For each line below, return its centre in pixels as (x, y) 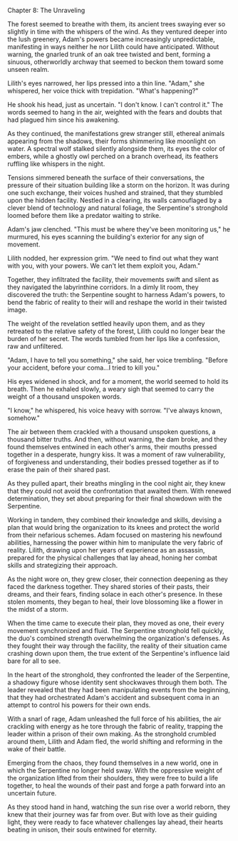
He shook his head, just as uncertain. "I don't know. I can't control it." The (115, 105)
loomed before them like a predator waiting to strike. (84, 215)
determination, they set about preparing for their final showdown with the (115, 498)
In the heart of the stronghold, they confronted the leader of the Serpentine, (119, 675)
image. (17, 310)
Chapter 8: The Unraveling (46, 10)
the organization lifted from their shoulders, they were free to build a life (113, 778)
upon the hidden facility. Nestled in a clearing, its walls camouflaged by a (115, 200)
